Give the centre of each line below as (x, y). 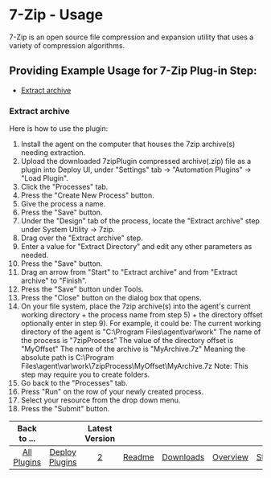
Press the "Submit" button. (65, 409)
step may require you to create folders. (85, 374)
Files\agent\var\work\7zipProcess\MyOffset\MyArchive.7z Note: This (134, 366)
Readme (139, 457)
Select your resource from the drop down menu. (101, 400)
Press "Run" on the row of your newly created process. (112, 392)
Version (100, 439)
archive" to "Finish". (54, 281)
